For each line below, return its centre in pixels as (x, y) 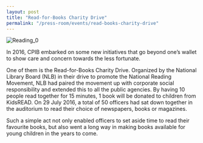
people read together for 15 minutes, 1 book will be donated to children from (101, 96)
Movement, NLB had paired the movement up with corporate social (90, 83)
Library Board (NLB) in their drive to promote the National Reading (89, 77)
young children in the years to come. (52, 133)
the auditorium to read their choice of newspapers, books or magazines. (97, 109)
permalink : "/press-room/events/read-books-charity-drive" (83, 23)
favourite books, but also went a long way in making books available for (96, 127)
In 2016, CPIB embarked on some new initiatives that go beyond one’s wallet (101, 52)
